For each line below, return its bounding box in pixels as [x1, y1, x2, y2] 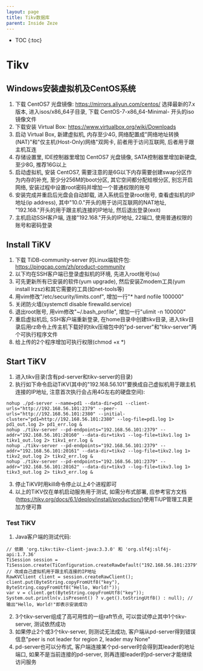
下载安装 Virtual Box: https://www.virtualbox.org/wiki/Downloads [14, 123, 176, 131]
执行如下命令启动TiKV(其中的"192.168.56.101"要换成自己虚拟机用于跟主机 [14, 381, 196, 388]
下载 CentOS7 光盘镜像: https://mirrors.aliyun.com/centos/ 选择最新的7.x [14, 100, 195, 108]
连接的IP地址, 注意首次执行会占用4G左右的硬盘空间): [14, 388, 146, 395]
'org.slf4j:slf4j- [124, 546, 172, 552]
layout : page [6, 8, 39, 15]
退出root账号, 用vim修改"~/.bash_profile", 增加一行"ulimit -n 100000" [14, 308, 186, 315]
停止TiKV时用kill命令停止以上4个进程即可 [14, 480, 117, 488]
